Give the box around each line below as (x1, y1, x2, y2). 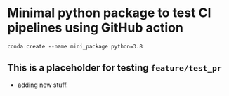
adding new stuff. (17, 81, 68, 89)
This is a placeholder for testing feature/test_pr (7, 62, 222, 74)
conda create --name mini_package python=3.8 (7, 43, 143, 50)
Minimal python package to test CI (7, 5, 211, 21)
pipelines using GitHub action (7, 20, 184, 36)
